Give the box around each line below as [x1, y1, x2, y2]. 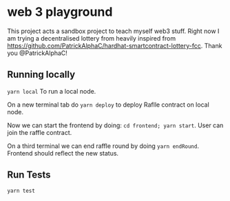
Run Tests [7, 169, 51, 181]
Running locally [7, 69, 76, 81]
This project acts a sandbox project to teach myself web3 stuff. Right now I [7, 27, 220, 35]
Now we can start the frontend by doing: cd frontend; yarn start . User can [7, 121, 224, 129]
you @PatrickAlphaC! [7, 49, 67, 57]
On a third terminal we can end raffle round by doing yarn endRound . [7, 142, 200, 150]
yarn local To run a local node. [7, 87, 96, 95]
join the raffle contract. [7, 128, 72, 136]
